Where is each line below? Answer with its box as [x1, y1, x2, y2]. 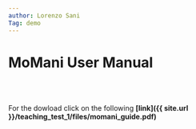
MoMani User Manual [8, 53, 154, 72]
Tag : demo [8, 19, 42, 27]
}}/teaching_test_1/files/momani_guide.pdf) [8, 112, 158, 122]
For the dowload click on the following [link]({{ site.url [8, 104, 189, 113]
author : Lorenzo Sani [8, 11, 81, 20]
